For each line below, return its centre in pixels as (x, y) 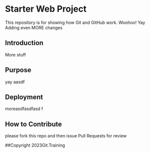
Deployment (24, 97)
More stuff (16, 55)
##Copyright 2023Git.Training (35, 145)
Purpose (18, 70)
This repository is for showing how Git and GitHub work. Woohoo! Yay (75, 22)
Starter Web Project (46, 9)
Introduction (24, 43)
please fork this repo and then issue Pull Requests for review (66, 136)
